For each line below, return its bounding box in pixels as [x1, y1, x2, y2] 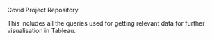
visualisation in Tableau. [7, 27, 76, 34]
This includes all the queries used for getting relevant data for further [7, 19, 205, 27]
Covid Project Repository [7, 6, 79, 14]
